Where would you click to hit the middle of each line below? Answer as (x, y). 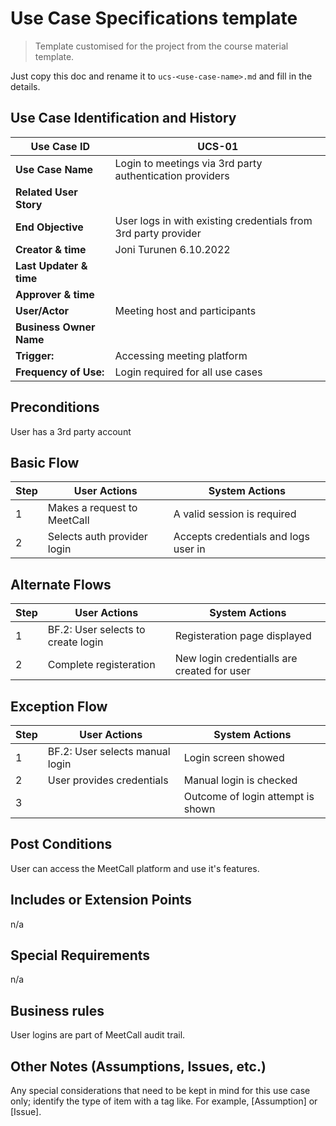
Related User (46, 192)
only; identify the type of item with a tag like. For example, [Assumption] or (164, 1101)
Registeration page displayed (243, 636)
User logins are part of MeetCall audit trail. (98, 1035)
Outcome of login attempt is (249, 796)
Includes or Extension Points (101, 900)
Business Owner (55, 327)
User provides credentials (108, 780)
